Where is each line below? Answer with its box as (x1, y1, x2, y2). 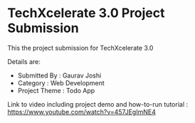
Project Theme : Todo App (17, 86, 95, 95)
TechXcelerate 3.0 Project (7, 5, 165, 21)
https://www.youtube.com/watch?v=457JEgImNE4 (7, 107, 157, 116)
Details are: (7, 57, 41, 65)
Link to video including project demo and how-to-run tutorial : (7, 100, 189, 108)
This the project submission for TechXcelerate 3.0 (7, 43, 154, 52)
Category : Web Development (17, 78, 105, 87)
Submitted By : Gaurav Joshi (17, 71, 102, 80)
